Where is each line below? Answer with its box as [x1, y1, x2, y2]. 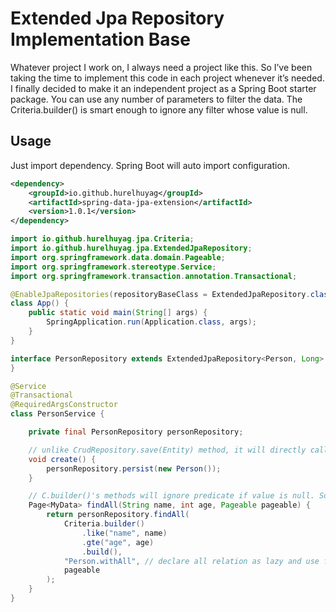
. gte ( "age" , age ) [81, 537, 155, 547]
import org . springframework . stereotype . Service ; [10, 262, 217, 272]
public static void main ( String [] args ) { [28, 308, 208, 318]
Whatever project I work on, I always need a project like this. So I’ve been [10, 61, 313, 73]
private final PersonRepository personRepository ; [28, 427, 244, 437]
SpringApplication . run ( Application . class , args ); [46, 317, 257, 327]
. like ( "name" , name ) [81, 528, 168, 538]
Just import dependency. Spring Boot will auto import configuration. [10, 159, 291, 171]
